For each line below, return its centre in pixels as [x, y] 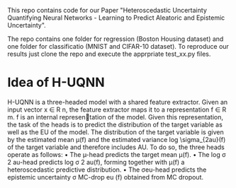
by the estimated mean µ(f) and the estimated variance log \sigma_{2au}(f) [117, 139]
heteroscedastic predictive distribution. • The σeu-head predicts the [107, 170]
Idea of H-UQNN [56, 82]
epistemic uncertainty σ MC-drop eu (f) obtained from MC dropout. [106, 177]
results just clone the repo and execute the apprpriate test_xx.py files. [109, 54]
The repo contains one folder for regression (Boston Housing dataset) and [116, 39]
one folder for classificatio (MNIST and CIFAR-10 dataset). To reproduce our [118, 46]
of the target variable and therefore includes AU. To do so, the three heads [116, 147]
